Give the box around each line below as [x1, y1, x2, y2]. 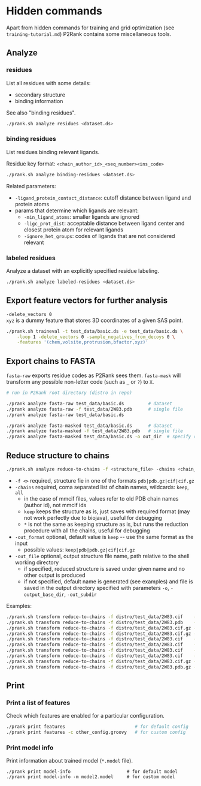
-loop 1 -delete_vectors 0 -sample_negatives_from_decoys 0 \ [17, 334, 175, 340]
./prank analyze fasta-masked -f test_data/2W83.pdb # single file [6, 428, 184, 434]
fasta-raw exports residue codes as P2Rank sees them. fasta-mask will [6, 372, 181, 379]
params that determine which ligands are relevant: [14, 207, 139, 214]
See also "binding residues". [6, 109, 76, 116]
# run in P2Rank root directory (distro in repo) [6, 390, 133, 396]
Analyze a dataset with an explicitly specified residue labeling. [6, 267, 160, 274]
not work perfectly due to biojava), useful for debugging [23, 514, 163, 521]
